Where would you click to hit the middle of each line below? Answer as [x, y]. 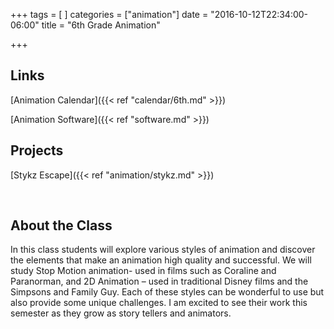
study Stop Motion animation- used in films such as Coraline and [143, 271]
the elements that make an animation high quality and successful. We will [161, 260]
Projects [37, 150]
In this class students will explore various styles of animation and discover [163, 250]
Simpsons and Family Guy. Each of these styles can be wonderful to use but [167, 292]
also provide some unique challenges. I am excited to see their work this [159, 303]
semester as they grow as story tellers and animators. [121, 313]
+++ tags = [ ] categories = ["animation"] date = [109, 14]
